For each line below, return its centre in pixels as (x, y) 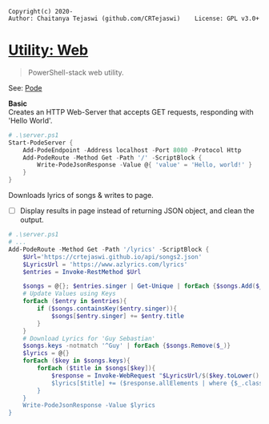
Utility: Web (48, 50)
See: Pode (25, 87)
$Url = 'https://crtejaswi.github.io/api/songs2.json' (112, 256)
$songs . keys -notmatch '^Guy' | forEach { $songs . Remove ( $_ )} (127, 346)
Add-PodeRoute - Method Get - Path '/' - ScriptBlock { (112, 157)
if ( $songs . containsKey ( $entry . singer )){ (107, 309)
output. (32, 220)
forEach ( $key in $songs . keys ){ (76, 361)
